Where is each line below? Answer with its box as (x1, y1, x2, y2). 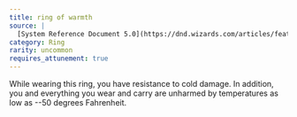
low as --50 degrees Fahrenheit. (9, 97, 127, 107)
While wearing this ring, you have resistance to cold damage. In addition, (9, 79, 274, 89)
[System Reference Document (17, 29, 121, 38)
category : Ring (9, 37, 65, 47)
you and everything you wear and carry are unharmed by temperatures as (9, 88, 278, 98)
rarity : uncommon (9, 46, 73, 55)
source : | (9, 21, 46, 30)
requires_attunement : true (9, 54, 109, 63)
